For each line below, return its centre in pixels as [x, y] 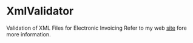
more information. [29, 34]
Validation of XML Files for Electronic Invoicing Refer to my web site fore [96, 28]
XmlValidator [40, 11]
